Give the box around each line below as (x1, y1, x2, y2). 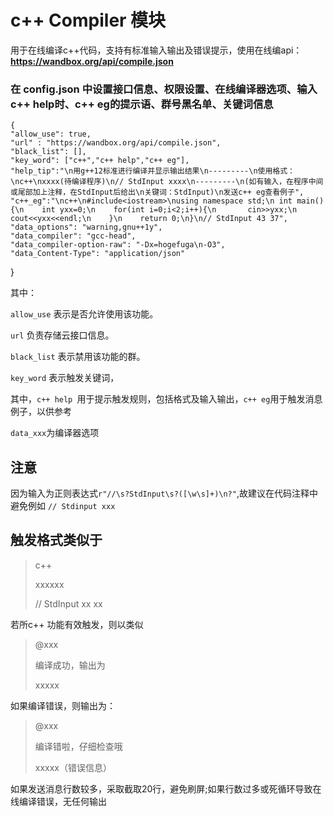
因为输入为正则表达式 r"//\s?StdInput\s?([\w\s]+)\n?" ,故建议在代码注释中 (10, 487, 318, 500)
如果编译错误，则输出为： (10, 699, 116, 711)
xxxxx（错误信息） (34, 761, 113, 773)
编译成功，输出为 (34, 659, 106, 671)
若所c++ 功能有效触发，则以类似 (10, 618, 144, 630)
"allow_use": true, (10, 129, 92, 140)
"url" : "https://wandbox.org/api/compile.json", (10, 138, 222, 148)
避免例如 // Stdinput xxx (10, 500, 116, 512)
